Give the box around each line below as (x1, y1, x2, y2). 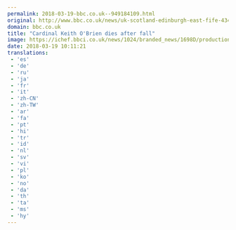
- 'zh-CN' (10, 95, 39, 102)
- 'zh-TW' (10, 102, 39, 109)
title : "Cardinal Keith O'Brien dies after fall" (7, 29, 156, 37)
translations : (7, 50, 49, 57)
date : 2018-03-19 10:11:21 (7, 43, 86, 50)
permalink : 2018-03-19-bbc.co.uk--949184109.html (7, 10, 156, 18)
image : (7, 36, 27, 43)
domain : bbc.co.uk (7, 23, 61, 30)
